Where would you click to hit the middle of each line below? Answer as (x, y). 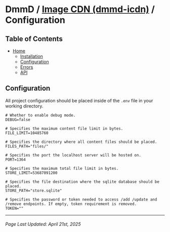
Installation (31, 56)
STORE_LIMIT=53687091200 (31, 173)
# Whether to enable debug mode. (40, 115)
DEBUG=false (18, 120)
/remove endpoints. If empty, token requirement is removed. (71, 204)
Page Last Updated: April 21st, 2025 (43, 224)
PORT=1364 (16, 160)
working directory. (24, 106)
